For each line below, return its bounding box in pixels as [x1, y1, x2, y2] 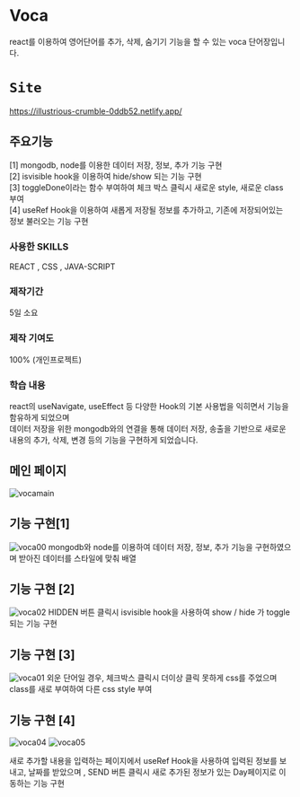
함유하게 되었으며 [9, 412, 70, 423]
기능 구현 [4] [9, 713, 76, 728]
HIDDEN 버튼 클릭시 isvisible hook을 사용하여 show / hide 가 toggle [48, 607, 290, 617]
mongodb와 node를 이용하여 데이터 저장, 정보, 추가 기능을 [48, 541, 253, 552]
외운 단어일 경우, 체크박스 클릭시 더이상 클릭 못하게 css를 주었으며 [46, 672, 278, 683]
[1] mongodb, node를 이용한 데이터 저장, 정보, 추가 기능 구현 [9, 159, 223, 171]
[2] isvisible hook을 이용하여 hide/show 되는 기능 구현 [9, 171, 202, 181]
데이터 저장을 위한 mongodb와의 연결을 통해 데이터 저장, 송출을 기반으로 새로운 [9, 423, 287, 434]
